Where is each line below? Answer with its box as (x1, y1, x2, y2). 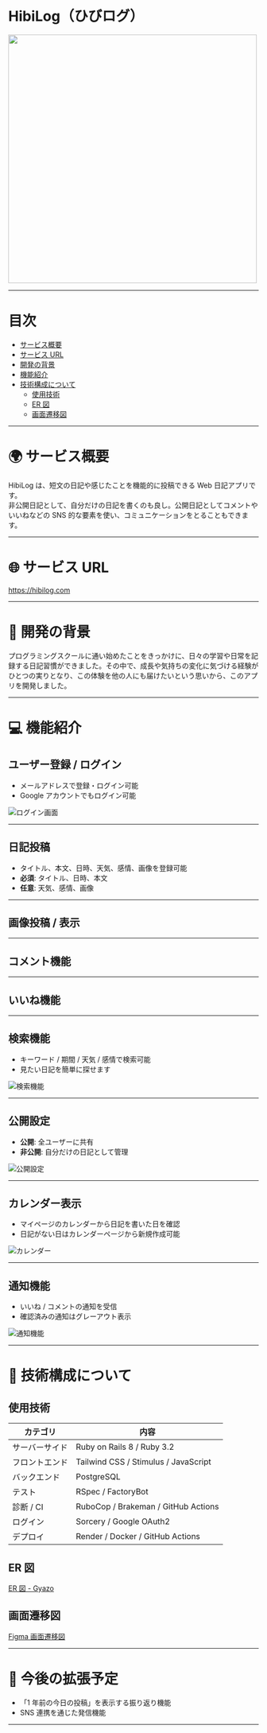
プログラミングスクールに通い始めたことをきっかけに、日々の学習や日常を (8, 651, 252, 660)
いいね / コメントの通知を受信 (19, 1302, 118, 1311)
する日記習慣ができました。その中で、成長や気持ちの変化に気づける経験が (14, 661, 259, 670)
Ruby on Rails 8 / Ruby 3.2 (75, 1441, 175, 1452)
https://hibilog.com (8, 585, 71, 595)
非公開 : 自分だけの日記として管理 (19, 1147, 129, 1156)
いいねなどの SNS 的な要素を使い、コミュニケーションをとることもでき (8, 510, 242, 519)
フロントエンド (12, 1457, 69, 1468)
